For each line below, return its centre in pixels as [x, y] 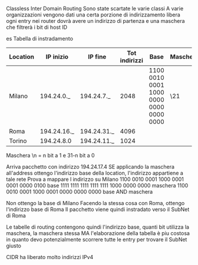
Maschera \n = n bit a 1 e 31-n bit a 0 [51, 155]
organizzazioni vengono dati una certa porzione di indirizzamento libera [93, 15]
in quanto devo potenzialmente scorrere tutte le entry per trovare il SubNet [97, 239]
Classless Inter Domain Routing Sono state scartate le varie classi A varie [95, 9]
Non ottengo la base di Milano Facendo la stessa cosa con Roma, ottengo [95, 203]
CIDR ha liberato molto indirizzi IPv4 [50, 257]
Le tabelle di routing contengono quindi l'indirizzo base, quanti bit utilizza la [98, 227]
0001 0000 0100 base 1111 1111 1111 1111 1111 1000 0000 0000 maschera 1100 [97, 185]
